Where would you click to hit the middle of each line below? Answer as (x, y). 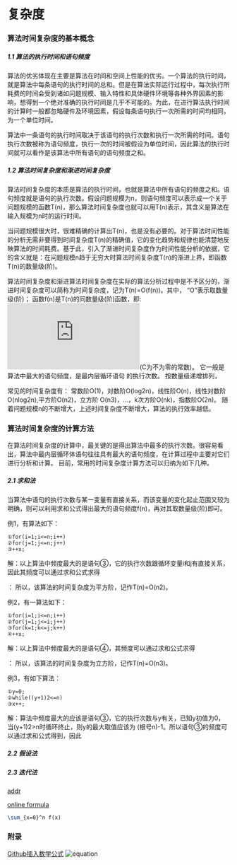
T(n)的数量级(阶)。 (34, 267)
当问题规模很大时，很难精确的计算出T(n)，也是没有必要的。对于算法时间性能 (119, 231)
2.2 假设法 (22, 753)
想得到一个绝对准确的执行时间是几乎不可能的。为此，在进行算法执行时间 (124, 103)
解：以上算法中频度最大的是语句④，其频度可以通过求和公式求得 (101, 649)
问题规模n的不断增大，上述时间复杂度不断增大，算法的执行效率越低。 (114, 409)
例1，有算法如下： (34, 523)
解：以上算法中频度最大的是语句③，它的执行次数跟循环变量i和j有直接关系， (118, 564)
